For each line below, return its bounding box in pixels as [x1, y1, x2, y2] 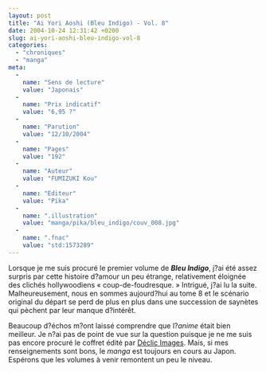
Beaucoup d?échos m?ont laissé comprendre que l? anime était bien [8, 320, 231, 331]
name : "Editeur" [22, 189, 77, 198]
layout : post [8, 11, 52, 20]
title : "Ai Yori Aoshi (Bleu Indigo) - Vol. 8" [8, 19, 170, 27]
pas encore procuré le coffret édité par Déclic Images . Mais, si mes [8, 338, 229, 347]
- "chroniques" [15, 49, 66, 57]
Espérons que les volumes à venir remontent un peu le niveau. [8, 354, 213, 364]
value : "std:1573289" [22, 241, 94, 249]
